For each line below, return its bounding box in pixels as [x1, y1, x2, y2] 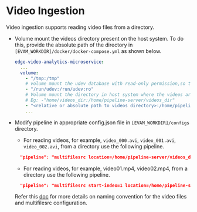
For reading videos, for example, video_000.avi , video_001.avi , [23, 137, 176, 144]
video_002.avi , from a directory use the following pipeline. [23, 143, 164, 150]
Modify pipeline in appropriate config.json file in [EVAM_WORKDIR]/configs [14, 119, 189, 126]
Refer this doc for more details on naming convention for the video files [14, 193, 187, 200]
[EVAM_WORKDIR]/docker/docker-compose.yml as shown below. [14, 47, 162, 54]
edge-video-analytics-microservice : [14, 59, 104, 65]
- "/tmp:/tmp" [25, 75, 60, 81]
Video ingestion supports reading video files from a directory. [6, 24, 155, 31]
